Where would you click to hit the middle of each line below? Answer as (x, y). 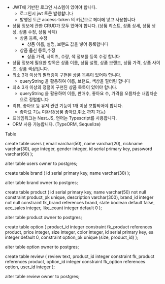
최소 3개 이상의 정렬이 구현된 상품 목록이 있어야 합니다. (65, 87)
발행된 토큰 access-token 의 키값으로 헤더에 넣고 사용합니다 (77, 19)
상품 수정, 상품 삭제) (38, 32)
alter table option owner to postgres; (42, 247)
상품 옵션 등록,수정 (37, 50)
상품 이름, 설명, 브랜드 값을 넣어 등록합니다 (67, 44)
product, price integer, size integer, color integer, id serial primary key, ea (79, 232)
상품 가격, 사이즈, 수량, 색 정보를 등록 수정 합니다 (73, 56)
